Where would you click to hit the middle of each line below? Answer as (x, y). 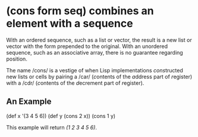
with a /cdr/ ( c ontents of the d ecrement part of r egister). (75, 83)
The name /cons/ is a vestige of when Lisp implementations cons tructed (95, 70)
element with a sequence (70, 23)
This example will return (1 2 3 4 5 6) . (51, 127)
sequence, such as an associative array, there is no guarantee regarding (95, 52)
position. (17, 59)
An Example (29, 102)
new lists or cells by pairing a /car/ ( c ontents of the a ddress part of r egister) (99, 77)
